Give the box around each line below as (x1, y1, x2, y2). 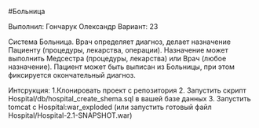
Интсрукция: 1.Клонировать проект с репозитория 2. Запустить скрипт (8, 86, 246, 95)
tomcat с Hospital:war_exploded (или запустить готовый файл (8, 102, 212, 112)
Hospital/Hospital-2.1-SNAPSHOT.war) (8, 111, 133, 120)
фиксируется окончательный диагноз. (8, 71, 136, 79)
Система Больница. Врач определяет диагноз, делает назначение (8, 37, 232, 46)
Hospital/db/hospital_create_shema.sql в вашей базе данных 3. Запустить (8, 94, 251, 103)
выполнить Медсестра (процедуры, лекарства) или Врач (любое (8, 54, 227, 63)
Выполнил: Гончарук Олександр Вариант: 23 (8, 22, 159, 31)
